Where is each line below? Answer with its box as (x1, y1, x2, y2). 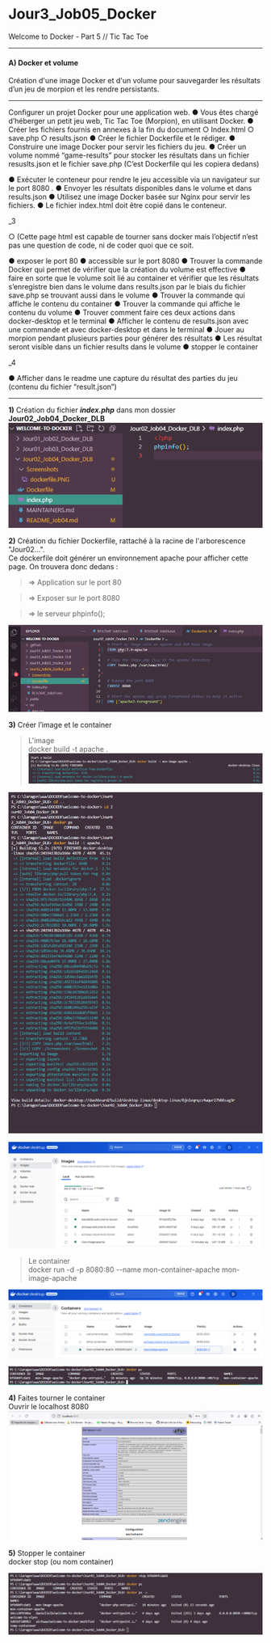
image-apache (27, 1273, 77, 1282)
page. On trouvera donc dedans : (8, 562, 119, 572)
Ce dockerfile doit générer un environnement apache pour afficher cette (8, 553, 248, 563)
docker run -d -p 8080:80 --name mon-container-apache (27, 1265, 220, 1274)
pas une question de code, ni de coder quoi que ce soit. (8, 240, 194, 251)
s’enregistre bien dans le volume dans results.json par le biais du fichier (8, 282, 246, 292)
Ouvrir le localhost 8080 (8, 1401, 90, 1411)
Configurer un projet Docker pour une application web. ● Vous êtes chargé (8, 108, 259, 117)
